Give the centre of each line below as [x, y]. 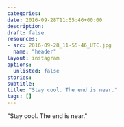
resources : [23, 39]
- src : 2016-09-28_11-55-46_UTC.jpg [59, 45]
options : [20, 65]
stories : [20, 77]
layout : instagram [33, 58]
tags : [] [20, 97]
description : [26, 26]
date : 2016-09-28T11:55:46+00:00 [55, 20]
